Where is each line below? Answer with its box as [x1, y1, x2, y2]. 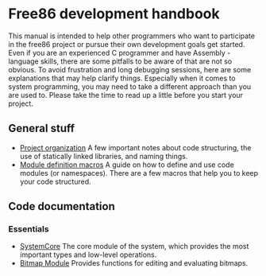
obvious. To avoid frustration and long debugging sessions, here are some [8, 64, 252, 74]
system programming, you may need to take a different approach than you [8, 81, 252, 91]
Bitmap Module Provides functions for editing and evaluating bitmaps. [19, 259, 249, 268]
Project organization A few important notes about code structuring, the [19, 142, 252, 152]
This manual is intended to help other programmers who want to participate [8, 31, 256, 41]
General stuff [8, 122, 75, 135]
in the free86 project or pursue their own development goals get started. [8, 39, 245, 49]
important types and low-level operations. [19, 250, 157, 259]
